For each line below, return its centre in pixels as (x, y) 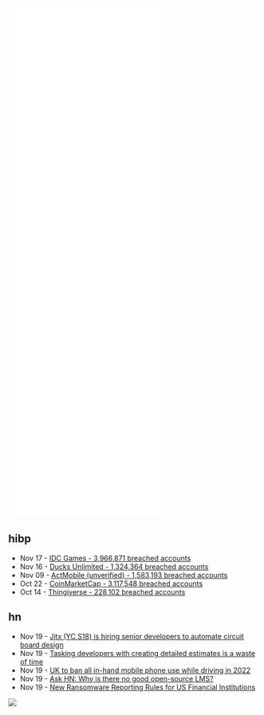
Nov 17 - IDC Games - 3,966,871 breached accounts (105, 558)
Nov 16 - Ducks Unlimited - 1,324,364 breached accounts (114, 566)
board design (41, 645)
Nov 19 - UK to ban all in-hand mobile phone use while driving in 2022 (135, 670)
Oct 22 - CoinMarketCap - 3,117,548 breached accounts (111, 583)
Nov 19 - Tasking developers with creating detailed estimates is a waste (138, 653)
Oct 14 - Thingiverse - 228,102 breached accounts (102, 591)
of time (32, 662)
